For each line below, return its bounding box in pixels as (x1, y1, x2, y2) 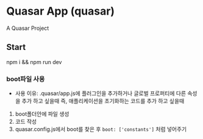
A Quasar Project (6, 24, 49, 32)
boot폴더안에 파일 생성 (15, 110, 69, 118)
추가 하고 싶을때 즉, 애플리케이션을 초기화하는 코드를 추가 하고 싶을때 (21, 98, 185, 105)
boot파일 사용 (6, 74, 45, 83)
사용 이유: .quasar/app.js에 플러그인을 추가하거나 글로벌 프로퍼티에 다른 (15, 90, 187, 97)
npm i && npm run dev (6, 58, 62, 65)
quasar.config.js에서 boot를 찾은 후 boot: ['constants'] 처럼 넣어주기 (15, 126, 187, 133)
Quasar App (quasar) (6, 4, 115, 18)
